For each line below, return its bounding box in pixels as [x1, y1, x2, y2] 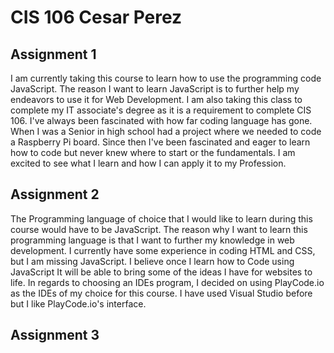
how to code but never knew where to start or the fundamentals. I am [10, 147, 296, 158]
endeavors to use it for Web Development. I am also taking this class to [10, 94, 303, 105]
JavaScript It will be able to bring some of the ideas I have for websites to [10, 266, 313, 278]
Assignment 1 [10, 46, 97, 63]
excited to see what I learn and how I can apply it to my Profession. [10, 157, 287, 169]
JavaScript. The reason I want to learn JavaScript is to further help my [10, 83, 300, 95]
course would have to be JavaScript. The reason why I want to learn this [10, 223, 308, 235]
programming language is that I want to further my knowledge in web [10, 234, 295, 246]
